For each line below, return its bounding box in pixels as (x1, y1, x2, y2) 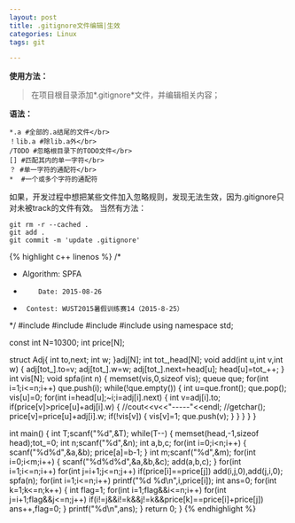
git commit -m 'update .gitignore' (9, 236, 141, 245)
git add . (9, 228, 46, 238)
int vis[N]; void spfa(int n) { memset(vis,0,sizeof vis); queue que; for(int (9, 373, 268, 384)
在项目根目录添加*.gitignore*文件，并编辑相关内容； (30, 90, 221, 100)
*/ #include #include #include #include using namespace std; (9, 320, 234, 331)
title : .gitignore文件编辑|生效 (9, 21, 121, 30)
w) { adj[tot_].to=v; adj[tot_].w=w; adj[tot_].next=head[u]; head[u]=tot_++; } (9, 364, 285, 375)
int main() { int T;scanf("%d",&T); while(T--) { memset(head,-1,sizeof (9, 428, 260, 439)
